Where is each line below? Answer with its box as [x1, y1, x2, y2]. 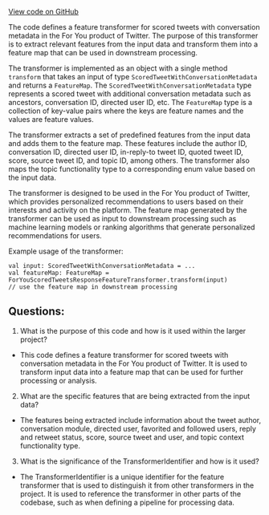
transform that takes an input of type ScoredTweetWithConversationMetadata [8, 72, 258, 81]
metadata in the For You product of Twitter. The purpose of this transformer [8, 31, 259, 40]
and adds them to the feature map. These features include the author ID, [8, 139, 247, 148]
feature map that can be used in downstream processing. [8, 48, 198, 57]
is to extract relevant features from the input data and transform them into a [8, 39, 259, 49]
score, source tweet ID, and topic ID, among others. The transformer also [8, 156, 251, 165]
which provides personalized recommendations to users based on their [8, 197, 244, 206]
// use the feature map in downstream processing [8, 283, 178, 291]
